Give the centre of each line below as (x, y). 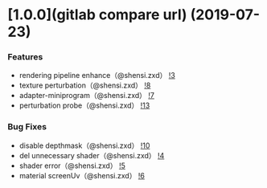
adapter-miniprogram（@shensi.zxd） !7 (86, 96)
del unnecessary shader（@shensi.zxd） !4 (92, 155)
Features (25, 57)
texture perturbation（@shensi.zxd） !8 (85, 85)
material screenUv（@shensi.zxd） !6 (82, 175)
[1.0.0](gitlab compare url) (97, 15)
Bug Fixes (27, 127)
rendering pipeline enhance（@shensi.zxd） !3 (97, 76)
